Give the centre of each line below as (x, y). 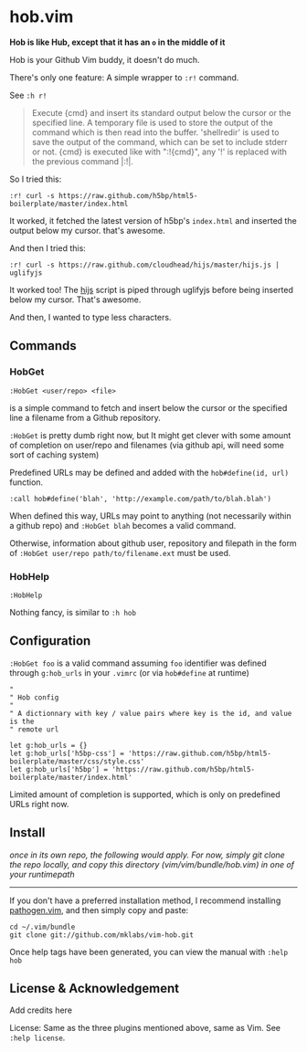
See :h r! (28, 95)
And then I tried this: (48, 247)
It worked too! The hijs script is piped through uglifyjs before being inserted (152, 289)
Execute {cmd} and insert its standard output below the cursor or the (161, 112)
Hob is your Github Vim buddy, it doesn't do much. (105, 59)
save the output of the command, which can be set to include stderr (159, 142)
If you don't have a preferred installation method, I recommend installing (145, 900)
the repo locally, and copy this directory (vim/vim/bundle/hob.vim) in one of (152, 864)
